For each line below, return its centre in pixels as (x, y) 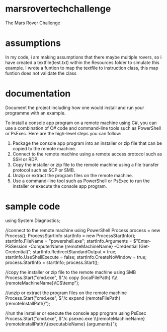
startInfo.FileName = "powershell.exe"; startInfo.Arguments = (69, 241)
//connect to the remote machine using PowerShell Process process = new (83, 230)
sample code (33, 206)
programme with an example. (35, 113)
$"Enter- (142, 241)
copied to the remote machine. (44, 148)
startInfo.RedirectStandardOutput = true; (74, 252)
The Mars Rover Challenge (33, 23)
